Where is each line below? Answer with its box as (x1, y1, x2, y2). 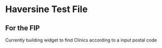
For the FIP (5, 24, 40, 32)
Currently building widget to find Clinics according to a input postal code (5, 37, 157, 43)
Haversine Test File (5, 4, 88, 15)
